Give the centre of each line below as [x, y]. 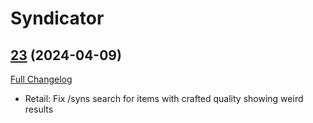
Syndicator [57, 18]
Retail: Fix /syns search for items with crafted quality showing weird [164, 98]
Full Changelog [41, 79]
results [39, 109]
